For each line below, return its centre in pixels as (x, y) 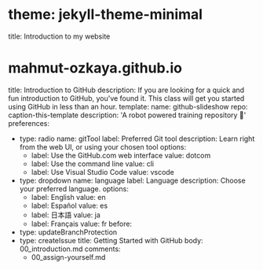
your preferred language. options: (74, 189)
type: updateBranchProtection (68, 232)
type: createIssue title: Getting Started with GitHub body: (111, 240)
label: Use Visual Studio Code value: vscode (103, 172)
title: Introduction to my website (59, 36)
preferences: (29, 123)
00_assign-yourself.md (68, 257)
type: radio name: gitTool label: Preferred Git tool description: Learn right (137, 139)
